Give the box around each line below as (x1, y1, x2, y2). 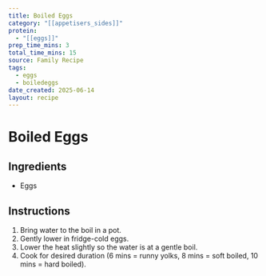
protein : (8, 26, 38, 34)
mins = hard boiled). (19, 259, 86, 269)
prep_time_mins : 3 (8, 42, 69, 50)
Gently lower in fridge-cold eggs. (19, 234, 129, 244)
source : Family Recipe (8, 57, 84, 65)
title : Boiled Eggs (8, 11, 73, 20)
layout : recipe (8, 94, 59, 102)
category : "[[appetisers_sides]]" (8, 19, 124, 27)
